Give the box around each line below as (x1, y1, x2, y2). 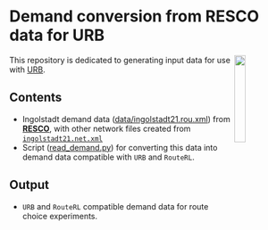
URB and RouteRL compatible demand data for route (21, 201, 209, 211)
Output (9, 177, 49, 193)
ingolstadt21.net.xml (21, 134, 103, 144)
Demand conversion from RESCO (9, 6, 260, 27)
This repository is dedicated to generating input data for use (9, 54, 230, 65)
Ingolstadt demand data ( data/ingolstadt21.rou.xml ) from (21, 113, 230, 124)
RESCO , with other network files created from (21, 123, 191, 134)
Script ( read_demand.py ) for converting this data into (21, 142, 218, 152)
